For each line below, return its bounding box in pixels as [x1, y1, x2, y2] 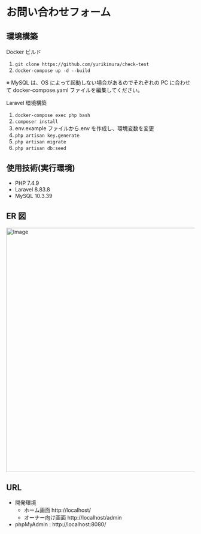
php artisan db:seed [14, 145, 66, 151]
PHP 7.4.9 [14, 179, 39, 187]
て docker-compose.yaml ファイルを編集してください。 [6, 86, 144, 94]
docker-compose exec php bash [14, 112, 91, 118]
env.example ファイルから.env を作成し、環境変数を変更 [14, 125, 154, 132]
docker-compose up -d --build [14, 68, 91, 74]
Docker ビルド [6, 49, 42, 55]
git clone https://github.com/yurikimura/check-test [14, 61, 150, 67]
